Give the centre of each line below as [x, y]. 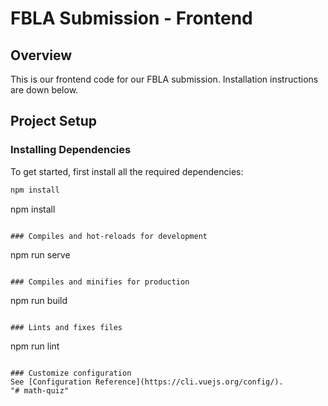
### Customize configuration [71, 373]
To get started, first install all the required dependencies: [127, 171]
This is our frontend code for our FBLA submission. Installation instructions [164, 79]
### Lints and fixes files [66, 327]
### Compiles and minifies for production [100, 282]
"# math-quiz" [40, 390]
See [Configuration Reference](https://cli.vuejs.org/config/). [147, 382]
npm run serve [40, 254]
